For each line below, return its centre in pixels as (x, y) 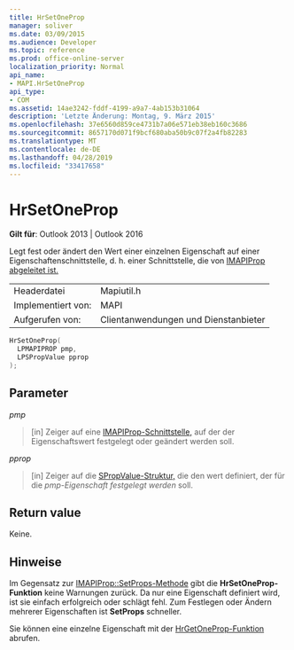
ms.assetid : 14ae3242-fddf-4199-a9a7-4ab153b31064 (104, 108)
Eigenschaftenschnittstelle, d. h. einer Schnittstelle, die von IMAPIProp (137, 261)
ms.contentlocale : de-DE (55, 149)
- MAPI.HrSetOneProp (47, 83)
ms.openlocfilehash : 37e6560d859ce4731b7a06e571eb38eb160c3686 (128, 125)
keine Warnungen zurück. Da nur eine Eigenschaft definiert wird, (162, 593)
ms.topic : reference (47, 51)
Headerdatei (39, 291)
